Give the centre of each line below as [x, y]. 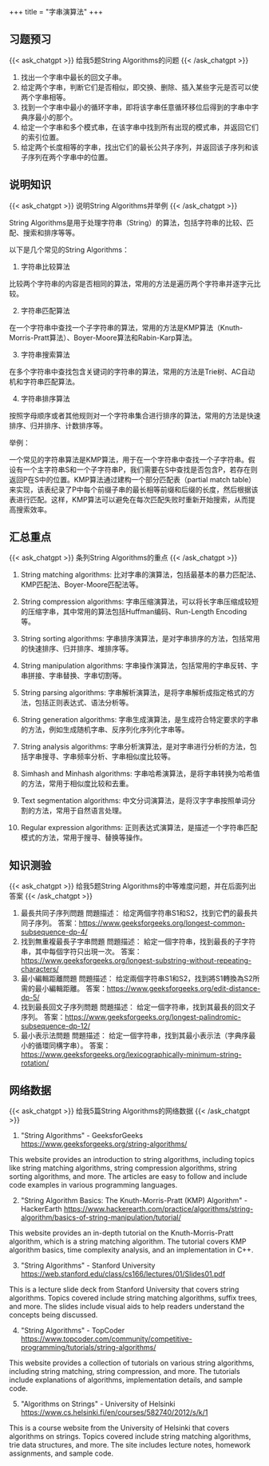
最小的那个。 [56, 117]
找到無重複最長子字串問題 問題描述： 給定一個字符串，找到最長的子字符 [138, 941]
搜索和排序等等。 [51, 232]
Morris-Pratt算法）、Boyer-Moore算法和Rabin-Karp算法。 [103, 338]
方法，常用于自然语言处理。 [80, 811]
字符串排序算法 [45, 398]
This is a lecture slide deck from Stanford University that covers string [124, 1289]
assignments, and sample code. [61, 1453]
